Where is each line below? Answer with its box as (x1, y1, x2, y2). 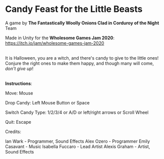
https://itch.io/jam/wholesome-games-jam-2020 (5, 40, 104, 46)
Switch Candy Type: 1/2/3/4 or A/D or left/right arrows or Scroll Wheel (5, 109, 149, 115)
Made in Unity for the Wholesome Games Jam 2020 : (5, 35, 115, 41)
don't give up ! (5, 66, 34, 72)
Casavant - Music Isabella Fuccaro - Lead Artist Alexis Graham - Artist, (5, 143, 151, 150)
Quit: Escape (5, 119, 31, 125)
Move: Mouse (5, 90, 33, 96)
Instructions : (5, 80, 32, 86)
